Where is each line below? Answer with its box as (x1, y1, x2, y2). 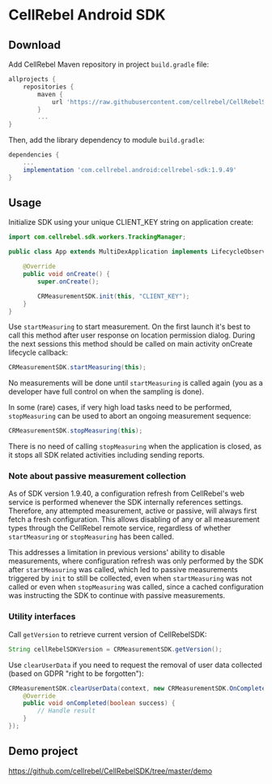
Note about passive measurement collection (8, 471, 186, 482)
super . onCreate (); (37, 278, 100, 286)
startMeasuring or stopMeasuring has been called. (8, 532, 174, 541)
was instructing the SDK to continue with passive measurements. (8, 591, 225, 601)
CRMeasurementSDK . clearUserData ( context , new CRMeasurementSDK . (8, 684, 230, 692)
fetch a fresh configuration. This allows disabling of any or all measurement (8, 515, 261, 524)
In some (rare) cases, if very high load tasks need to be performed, (8, 403, 232, 412)
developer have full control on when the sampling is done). (8, 387, 205, 397)
